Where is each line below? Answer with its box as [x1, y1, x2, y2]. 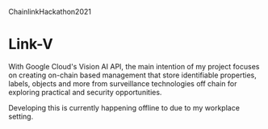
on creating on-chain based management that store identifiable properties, [8, 70, 257, 80]
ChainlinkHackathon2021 [8, 7, 91, 16]
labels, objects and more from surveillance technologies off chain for [8, 78, 237, 88]
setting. [8, 111, 34, 121]
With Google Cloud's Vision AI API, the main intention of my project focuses [8, 61, 260, 71]
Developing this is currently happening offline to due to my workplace [8, 102, 241, 112]
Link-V [8, 35, 54, 53]
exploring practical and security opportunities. [8, 87, 162, 97]
